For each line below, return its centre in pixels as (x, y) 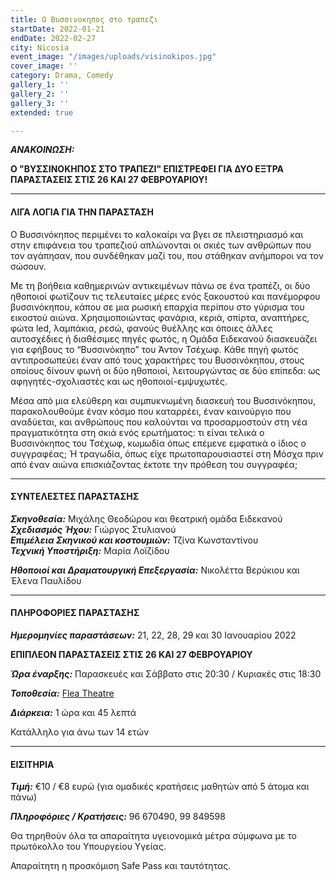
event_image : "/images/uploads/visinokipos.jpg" (113, 57)
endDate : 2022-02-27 (53, 38)
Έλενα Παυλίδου (46, 580)
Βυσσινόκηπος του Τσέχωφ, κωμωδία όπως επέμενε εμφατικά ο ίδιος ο (158, 443)
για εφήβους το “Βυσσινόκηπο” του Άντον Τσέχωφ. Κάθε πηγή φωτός (154, 349)
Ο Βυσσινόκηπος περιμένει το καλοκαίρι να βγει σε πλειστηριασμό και (157, 234)
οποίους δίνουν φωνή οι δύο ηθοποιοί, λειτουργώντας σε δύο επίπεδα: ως (165, 370)
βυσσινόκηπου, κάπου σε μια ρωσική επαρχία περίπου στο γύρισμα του (157, 307)
